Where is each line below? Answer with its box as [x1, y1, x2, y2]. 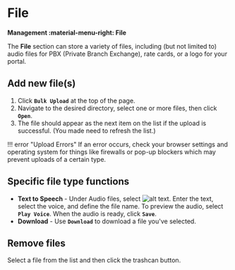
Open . [17, 111, 33, 119]
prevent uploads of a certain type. [7, 155, 107, 163]
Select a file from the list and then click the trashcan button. [7, 256, 181, 264]
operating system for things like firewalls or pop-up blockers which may [7, 147, 217, 156]
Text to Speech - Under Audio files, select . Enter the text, [17, 194, 214, 203]
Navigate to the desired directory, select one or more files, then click [17, 104, 217, 112]
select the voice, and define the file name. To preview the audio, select [17, 201, 224, 210]
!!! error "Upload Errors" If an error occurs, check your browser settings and [7, 140, 228, 148]
